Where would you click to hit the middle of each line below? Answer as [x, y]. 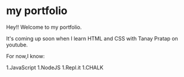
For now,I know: [26, 56]
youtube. [17, 45]
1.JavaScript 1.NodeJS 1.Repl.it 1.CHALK [55, 67]
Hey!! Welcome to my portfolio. [44, 27]
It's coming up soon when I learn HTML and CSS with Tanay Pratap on [92, 38]
